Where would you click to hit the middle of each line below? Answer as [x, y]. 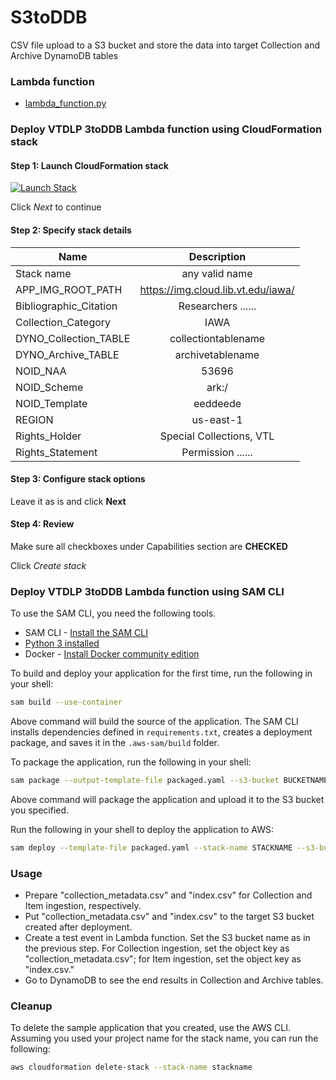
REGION [34, 419]
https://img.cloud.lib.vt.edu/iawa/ [217, 289]
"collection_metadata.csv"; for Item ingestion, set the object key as [163, 959]
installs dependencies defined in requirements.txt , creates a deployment [161, 732]
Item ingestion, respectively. [83, 906]
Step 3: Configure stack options [78, 479]
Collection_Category [63, 322]
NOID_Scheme [49, 387]
